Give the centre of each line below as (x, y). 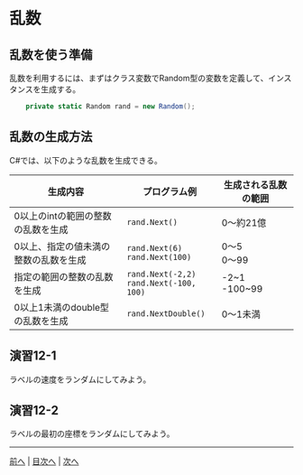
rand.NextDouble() (166, 313)
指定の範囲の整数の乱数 (64, 276)
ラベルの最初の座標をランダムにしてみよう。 (92, 433)
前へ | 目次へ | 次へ (44, 461)
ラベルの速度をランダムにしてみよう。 (80, 379)
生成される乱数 (256, 184)
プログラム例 (170, 191)
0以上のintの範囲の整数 (63, 216)
